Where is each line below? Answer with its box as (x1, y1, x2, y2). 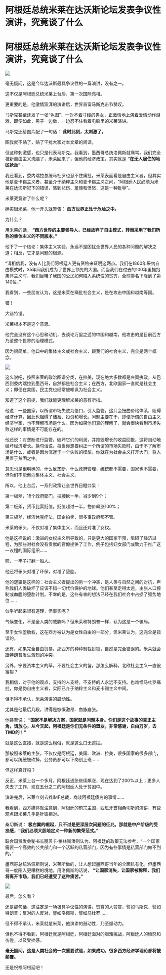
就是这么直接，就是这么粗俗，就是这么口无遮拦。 (5, 740, 105, 746)
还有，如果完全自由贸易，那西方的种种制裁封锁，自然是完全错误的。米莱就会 (5, 646, 161, 652)
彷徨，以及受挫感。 (5, 937, 44, 943)
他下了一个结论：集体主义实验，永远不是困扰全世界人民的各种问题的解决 (5, 244, 152, 250)
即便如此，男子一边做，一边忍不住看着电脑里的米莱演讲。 (13, 118, 131, 124)
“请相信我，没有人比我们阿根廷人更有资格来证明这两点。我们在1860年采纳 (5, 260, 156, 266)
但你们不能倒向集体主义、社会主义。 (5, 472, 79, 478)
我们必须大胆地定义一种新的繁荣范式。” (20, 828, 99, 834)
